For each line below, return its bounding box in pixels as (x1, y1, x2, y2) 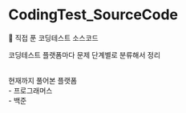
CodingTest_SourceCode (8, 6, 179, 24)
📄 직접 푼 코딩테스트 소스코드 (8, 33, 99, 42)
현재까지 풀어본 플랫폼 (8, 75, 78, 85)
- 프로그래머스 (8, 86, 53, 95)
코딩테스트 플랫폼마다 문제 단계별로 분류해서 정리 (8, 50, 161, 59)
